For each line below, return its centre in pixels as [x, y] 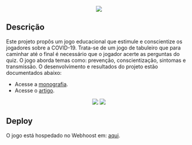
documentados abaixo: [34, 72]
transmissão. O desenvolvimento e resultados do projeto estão [82, 66]
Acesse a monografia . [41, 84]
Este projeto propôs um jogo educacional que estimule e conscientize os [94, 41]
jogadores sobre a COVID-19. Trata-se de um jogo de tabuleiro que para [94, 48]
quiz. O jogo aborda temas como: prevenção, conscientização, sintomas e [96, 60]
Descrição [25, 27]
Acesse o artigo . [34, 90]
